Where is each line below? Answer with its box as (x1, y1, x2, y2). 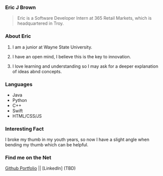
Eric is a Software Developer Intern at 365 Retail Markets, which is (17, 15, 152, 21)
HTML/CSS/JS (12, 113, 42, 119)
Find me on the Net (5, 154, 52, 161)
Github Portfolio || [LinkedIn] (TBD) (5, 165, 76, 172)
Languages (5, 81, 33, 88)
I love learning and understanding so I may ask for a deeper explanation (12, 63, 159, 69)
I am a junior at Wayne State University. (12, 44, 92, 50)
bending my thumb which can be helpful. (5, 142, 89, 148)
